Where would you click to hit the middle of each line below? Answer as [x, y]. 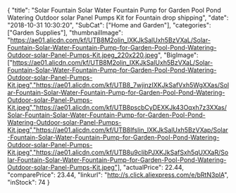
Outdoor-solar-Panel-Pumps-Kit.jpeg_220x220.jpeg [83, 55]
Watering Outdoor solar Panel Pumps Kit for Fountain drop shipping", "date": [118, 18]
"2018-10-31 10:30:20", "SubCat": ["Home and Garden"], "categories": [109, 25]
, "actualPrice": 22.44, [152, 167]
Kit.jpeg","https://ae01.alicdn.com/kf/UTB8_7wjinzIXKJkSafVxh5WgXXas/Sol [118, 85]
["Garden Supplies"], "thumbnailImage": [65, 32]
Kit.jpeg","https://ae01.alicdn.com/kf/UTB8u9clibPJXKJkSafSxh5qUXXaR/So [118, 152]
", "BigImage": [178, 55]
